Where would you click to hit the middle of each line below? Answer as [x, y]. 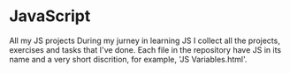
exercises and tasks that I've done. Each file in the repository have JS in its [145, 49]
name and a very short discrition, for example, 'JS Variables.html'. [128, 59]
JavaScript [50, 16]
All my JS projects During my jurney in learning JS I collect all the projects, [145, 40]
